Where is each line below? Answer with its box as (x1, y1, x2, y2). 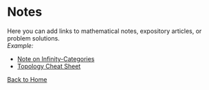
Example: (7, 41, 34, 49)
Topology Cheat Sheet (16, 62, 81, 70)
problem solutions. (7, 34, 60, 42)
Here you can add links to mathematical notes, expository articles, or (7, 27, 202, 35)
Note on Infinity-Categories (16, 54, 95, 63)
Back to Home (7, 75, 47, 83)
